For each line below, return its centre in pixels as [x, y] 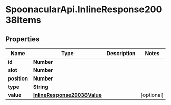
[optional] [152, 95]
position [18, 78]
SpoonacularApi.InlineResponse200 [84, 9]
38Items [23, 20]
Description [121, 53]
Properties [22, 39]
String [40, 87]
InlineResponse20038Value [67, 95]
